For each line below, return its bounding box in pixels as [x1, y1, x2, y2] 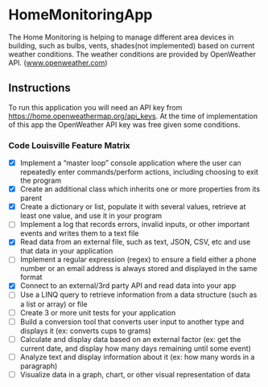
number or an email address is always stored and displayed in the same [19, 264, 258, 274]
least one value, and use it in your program [19, 211, 163, 220]
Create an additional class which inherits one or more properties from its [19, 184, 260, 194]
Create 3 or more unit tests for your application [19, 307, 176, 317]
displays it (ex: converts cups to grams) [19, 326, 151, 336]
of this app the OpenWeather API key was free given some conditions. [8, 119, 241, 130]
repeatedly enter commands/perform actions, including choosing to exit [19, 167, 259, 177]
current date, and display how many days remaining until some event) [19, 344, 251, 353]
